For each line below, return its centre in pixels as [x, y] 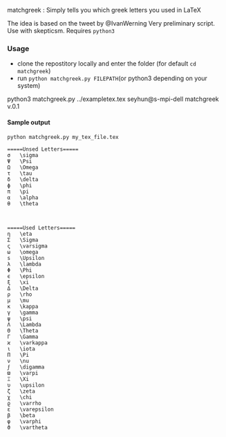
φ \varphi [24, 421]
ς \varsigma [28, 246]
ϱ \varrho [24, 403]
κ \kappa [23, 306]
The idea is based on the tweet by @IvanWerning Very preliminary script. [111, 23]
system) [29, 86]
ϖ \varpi [23, 373]
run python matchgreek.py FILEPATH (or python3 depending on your [112, 78]
